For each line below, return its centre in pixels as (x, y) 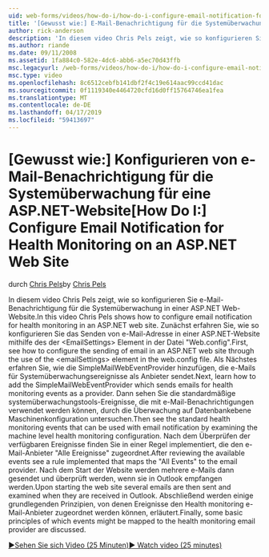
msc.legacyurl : (34, 68)
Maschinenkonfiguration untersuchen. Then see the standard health (119, 418)
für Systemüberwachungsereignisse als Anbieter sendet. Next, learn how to (132, 376)
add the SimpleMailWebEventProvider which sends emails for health (121, 385)
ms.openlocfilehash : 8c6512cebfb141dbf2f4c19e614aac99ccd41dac (116, 83)
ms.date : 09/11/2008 (43, 53)
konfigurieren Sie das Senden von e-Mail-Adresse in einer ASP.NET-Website (134, 333)
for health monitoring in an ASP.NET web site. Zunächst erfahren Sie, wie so (134, 325)
